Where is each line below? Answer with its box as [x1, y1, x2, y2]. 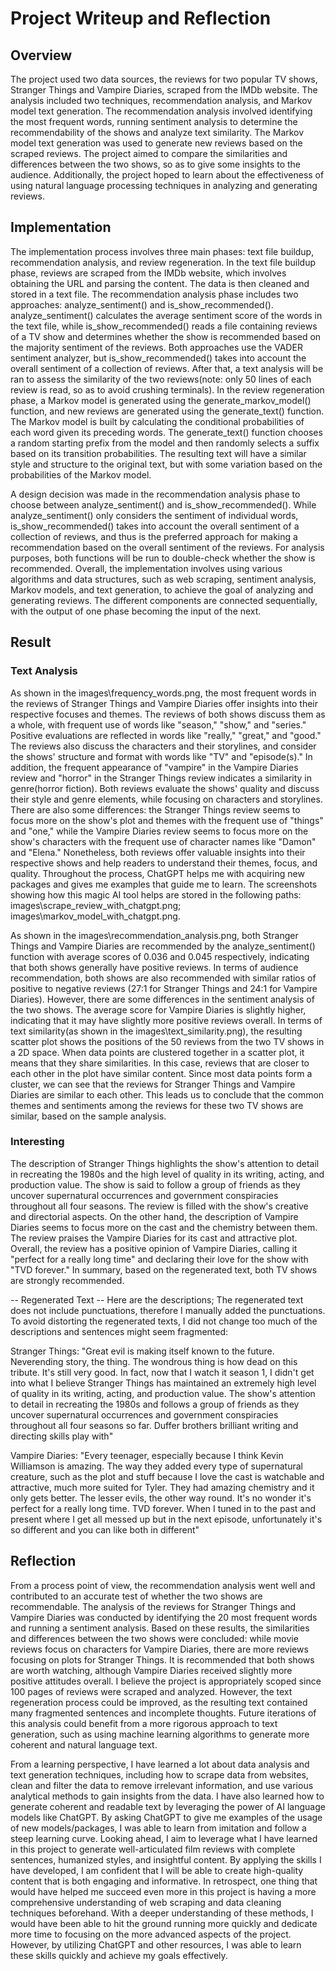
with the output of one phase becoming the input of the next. [10, 605, 262, 617]
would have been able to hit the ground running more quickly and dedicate [10, 1917, 318, 1929]
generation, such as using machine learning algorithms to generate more [10, 1728, 310, 1740]
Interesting [10, 1135, 65, 1149]
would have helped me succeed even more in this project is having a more [10, 1885, 317, 1897]
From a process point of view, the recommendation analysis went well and [10, 1579, 316, 1591]
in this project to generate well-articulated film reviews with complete [10, 1843, 296, 1855]
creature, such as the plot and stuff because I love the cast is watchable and [10, 1470, 325, 1482]
